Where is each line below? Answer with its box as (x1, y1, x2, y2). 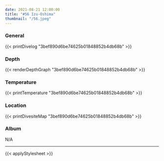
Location (5, 102, 27, 109)
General (5, 32, 24, 39)
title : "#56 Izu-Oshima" (5, 12, 56, 17)
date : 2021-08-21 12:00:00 (5, 7, 60, 12)
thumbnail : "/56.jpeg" (5, 16, 51, 21)
